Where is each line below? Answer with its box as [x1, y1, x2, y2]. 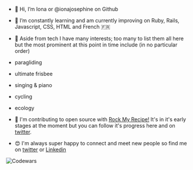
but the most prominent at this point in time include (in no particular [14, 41, 178, 48]
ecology [14, 105, 35, 111]
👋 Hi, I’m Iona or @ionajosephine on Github [14, 6, 118, 12]
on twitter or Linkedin [14, 146, 66, 153]
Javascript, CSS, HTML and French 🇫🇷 [14, 24, 110, 30]
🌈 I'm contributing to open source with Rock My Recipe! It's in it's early [14, 116, 187, 123]
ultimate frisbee [14, 71, 53, 77]
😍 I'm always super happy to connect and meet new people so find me [14, 140, 187, 146]
